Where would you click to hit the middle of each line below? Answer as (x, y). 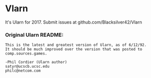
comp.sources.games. (26, 54)
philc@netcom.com (23, 71)
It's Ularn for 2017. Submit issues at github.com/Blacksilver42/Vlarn (74, 22)
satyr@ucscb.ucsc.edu (27, 67)
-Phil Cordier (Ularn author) (36, 62)
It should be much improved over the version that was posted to (74, 50)
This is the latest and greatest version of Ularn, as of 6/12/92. (76, 45)
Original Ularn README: (34, 35)
